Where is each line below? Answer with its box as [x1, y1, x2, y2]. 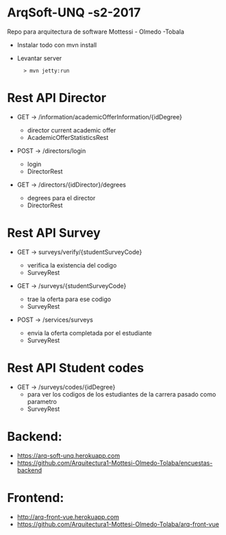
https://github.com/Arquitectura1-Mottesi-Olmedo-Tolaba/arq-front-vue [16, 520, 219, 528]
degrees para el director [27, 193, 96, 202]
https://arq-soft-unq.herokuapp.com [16, 451, 121, 460]
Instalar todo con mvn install [16, 40, 97, 49]
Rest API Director [7, 91, 107, 106]
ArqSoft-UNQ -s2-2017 [7, 5, 141, 21]
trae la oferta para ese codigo [27, 295, 112, 303]
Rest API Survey [7, 225, 101, 241]
